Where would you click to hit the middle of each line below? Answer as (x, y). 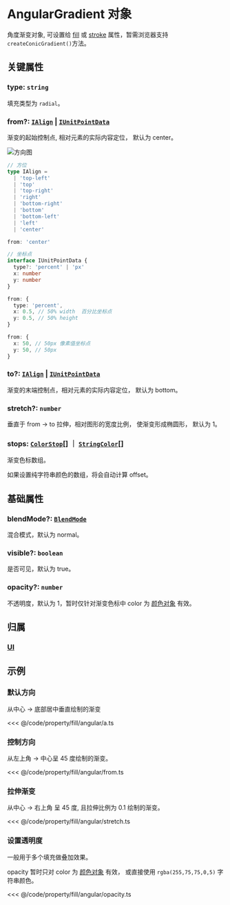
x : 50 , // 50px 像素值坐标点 (52, 343)
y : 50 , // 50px (35, 350)
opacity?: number (35, 587)
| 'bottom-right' (38, 204)
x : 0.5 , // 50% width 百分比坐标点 (63, 312)
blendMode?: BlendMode (47, 519)
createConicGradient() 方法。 (49, 43)
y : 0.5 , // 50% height (46, 318)
